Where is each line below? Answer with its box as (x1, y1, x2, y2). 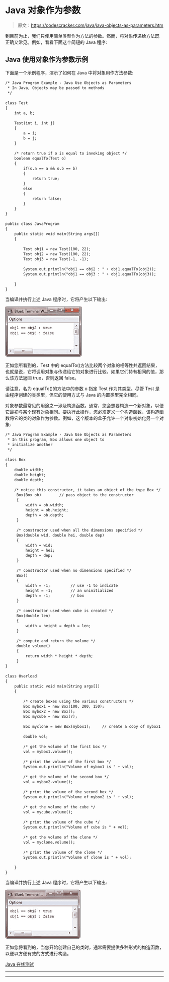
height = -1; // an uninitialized (25, 588, 114, 593)
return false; (32, 196, 62, 201)
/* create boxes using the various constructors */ (23, 699, 134, 704)
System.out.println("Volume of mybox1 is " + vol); (23, 764, 134, 769)
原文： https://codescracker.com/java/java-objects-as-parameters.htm (17, 22, 163, 28)
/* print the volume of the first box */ (23, 759, 112, 764)
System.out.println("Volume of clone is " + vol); (23, 855, 132, 860)
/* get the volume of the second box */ (23, 774, 109, 779)
